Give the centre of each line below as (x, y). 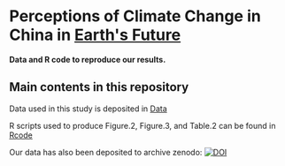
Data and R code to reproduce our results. (88, 59)
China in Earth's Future (95, 35)
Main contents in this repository (99, 87)
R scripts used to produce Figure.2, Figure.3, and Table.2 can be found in (142, 125)
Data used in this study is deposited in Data (89, 109)
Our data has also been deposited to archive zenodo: (106, 152)
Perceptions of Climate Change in (135, 16)
